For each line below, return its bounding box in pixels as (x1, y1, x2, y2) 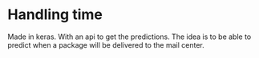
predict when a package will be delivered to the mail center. (7, 40, 205, 49)
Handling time (7, 6, 103, 24)
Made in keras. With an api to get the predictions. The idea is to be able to (7, 32, 252, 41)
